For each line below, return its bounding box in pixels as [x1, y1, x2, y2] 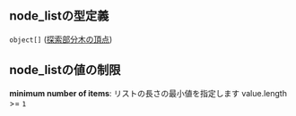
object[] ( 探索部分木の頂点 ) [9, 34, 113, 45]
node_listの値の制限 [9, 62, 121, 78]
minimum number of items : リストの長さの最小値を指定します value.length [9, 87, 287, 98]
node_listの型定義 [9, 8, 109, 24]
